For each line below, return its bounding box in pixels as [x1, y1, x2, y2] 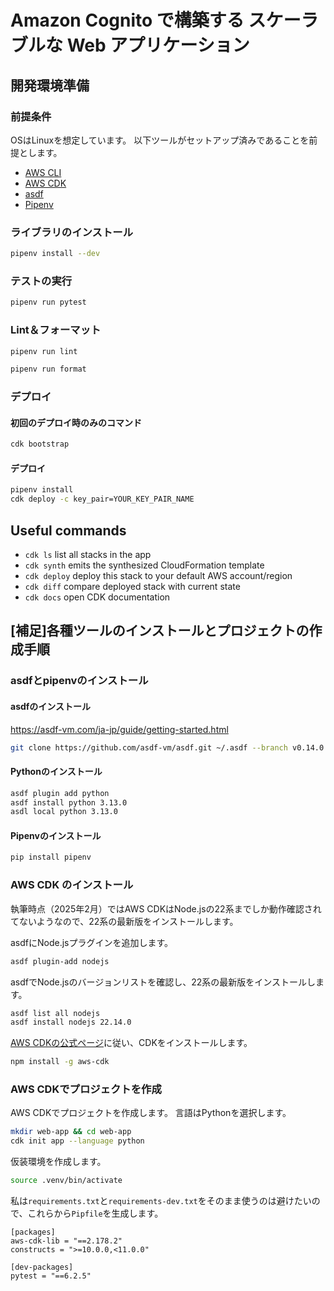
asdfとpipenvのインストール [10, 674, 149, 688]
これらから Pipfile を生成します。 [27, 1207, 164, 1220]
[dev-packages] [10, 1262, 74, 1273]
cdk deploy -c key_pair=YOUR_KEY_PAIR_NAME [10, 494, 195, 505]
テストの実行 [10, 274, 73, 288]
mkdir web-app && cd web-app [10, 1127, 132, 1137]
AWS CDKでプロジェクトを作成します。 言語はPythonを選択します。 [10, 1107, 292, 1119]
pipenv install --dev [10, 249, 101, 259]
